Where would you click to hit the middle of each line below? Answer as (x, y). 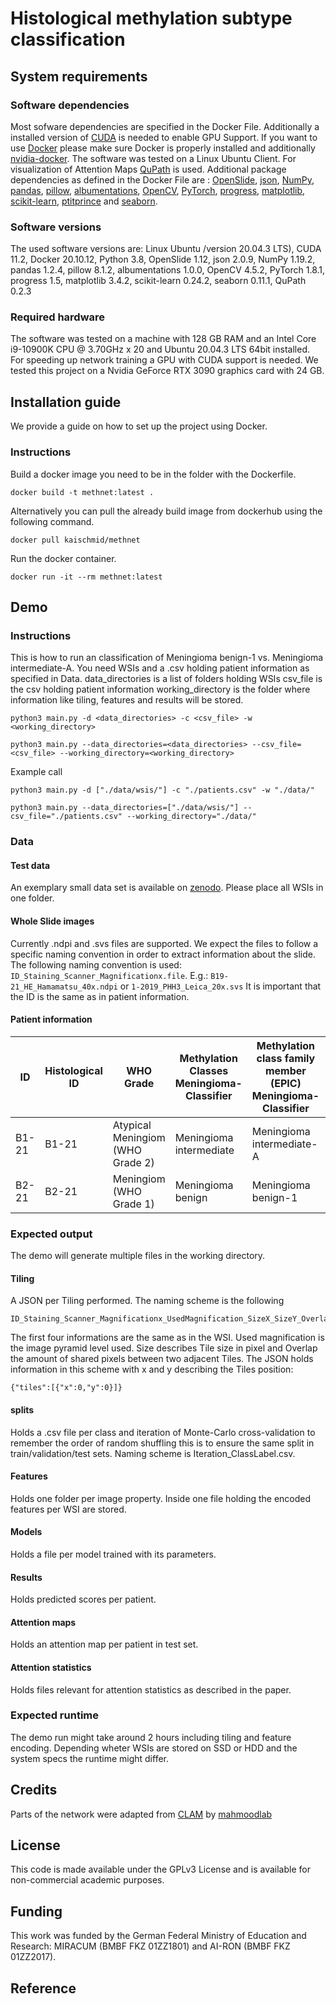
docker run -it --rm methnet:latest (86, 577)
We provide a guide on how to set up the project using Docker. (139, 426)
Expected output (51, 1234)
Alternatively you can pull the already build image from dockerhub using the (166, 511)
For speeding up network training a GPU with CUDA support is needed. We (164, 360)
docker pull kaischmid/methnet (75, 540)
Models (26, 1532)
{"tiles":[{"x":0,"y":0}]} (66, 1388)
